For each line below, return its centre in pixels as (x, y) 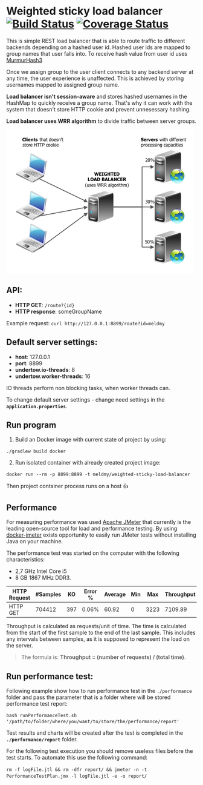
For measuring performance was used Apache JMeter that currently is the (99, 522)
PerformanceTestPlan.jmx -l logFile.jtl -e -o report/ (77, 777)
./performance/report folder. (42, 740)
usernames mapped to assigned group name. (63, 84)
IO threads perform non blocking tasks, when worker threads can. (88, 388)
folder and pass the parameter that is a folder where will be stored (89, 697)
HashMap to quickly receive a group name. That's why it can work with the (99, 103)
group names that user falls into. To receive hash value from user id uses (97, 53)
